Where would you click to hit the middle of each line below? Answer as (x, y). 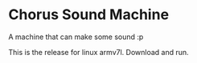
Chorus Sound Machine (89, 15)
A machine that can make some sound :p (76, 37)
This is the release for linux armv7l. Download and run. (98, 52)
